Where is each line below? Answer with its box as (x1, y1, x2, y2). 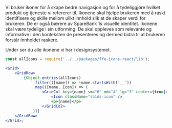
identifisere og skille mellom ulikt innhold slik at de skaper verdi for (5, 15, 146, 21)
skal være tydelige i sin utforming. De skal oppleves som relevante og (5, 26, 152, 32)
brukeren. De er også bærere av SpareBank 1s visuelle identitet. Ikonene (5, 20, 158, 27)
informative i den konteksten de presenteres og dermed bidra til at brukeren (5, 32, 165, 37)
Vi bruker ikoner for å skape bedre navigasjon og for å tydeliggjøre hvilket (5, 5, 160, 10)
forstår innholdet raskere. (5, 37, 59, 43)
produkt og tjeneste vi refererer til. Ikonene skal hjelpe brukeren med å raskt (5, 10, 165, 16)
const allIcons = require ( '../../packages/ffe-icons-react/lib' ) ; (5, 57, 150, 62)
